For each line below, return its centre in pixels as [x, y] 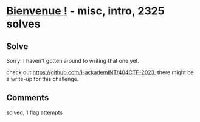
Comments [28, 98]
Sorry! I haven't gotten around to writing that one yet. [73, 61]
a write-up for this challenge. [43, 79]
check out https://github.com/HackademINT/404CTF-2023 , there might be [100, 72]
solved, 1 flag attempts [34, 112]
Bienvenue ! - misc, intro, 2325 [86, 11]
